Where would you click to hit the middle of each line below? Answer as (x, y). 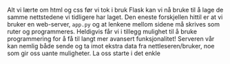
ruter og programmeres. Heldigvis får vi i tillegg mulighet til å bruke (102, 31)
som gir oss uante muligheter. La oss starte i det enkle (84, 53)
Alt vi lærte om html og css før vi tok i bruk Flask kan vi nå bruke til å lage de (115, 10)
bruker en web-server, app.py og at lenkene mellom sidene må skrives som (114, 24)
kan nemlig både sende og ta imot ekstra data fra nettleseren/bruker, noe (111, 46)
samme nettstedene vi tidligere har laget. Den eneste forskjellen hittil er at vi (115, 17)
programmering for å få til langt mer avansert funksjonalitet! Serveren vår (111, 39)
